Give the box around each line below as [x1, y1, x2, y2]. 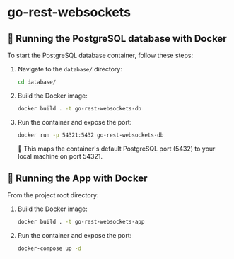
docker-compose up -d [17, 245, 81, 252]
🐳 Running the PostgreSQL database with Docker [7, 33, 228, 45]
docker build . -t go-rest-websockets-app [17, 219, 145, 226]
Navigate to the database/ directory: [17, 65, 122, 73]
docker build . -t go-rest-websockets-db [17, 105, 142, 112]
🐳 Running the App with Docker [7, 173, 148, 185]
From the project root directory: [7, 191, 99, 200]
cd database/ [17, 79, 57, 86]
